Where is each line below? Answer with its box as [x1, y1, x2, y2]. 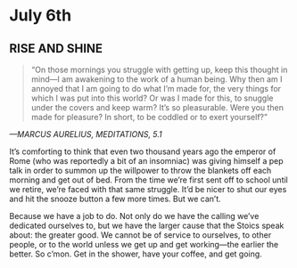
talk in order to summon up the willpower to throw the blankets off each [9, 166, 272, 175]
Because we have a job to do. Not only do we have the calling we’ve [9, 211, 260, 221]
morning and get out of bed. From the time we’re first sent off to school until [9, 175, 288, 185]
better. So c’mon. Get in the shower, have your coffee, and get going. [9, 248, 263, 259]
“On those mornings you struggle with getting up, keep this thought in [30, 64, 288, 75]
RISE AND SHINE [9, 41, 103, 56]
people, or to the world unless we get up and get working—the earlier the [9, 240, 279, 249]
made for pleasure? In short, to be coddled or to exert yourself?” [30, 112, 268, 122]
